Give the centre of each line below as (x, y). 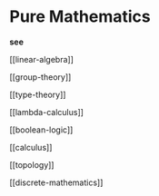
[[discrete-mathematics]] (56, 182)
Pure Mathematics (80, 17)
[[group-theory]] (40, 77)
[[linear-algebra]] (42, 59)
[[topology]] (32, 164)
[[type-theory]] (38, 94)
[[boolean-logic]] (41, 130)
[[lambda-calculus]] (47, 112)
